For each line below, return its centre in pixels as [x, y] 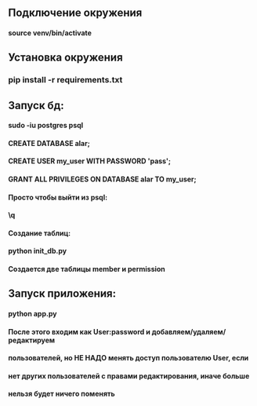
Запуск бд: [36, 105]
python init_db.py [38, 251]
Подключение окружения [75, 13]
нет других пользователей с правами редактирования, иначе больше [129, 375]
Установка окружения [65, 58]
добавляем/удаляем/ [189, 331]
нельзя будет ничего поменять [62, 394]
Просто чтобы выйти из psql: [58, 197]
